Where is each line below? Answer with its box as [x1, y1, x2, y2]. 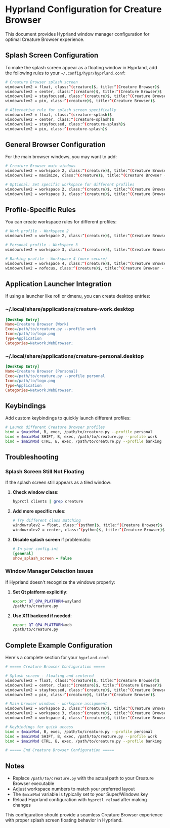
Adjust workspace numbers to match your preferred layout [12, 786, 135, 792]
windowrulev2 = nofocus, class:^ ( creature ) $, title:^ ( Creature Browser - [5, 265, 164, 271]
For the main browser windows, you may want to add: [5, 154, 117, 160]
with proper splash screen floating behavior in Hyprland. [5, 817, 123, 823]
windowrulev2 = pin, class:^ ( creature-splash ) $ [5, 126, 108, 131]
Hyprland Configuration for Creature [5, 4, 162, 15]
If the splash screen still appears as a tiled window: [5, 479, 112, 486]
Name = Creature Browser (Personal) [5, 369, 78, 374]
